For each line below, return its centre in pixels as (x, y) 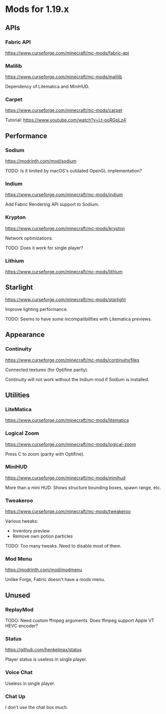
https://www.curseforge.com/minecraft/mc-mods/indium (64, 195)
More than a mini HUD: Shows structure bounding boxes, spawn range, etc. (83, 487)
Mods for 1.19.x (37, 9)
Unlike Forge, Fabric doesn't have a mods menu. (55, 580)
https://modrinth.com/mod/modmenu (44, 570)
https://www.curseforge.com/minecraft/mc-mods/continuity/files (72, 360)
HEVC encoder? (22, 626)
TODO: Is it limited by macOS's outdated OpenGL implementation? (73, 171)
